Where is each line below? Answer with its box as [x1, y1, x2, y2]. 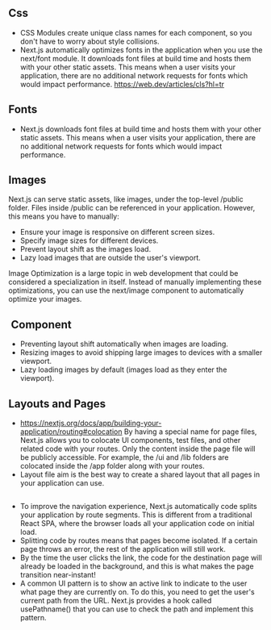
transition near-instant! [19, 570, 97, 580]
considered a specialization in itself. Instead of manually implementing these [8, 277, 262, 287]
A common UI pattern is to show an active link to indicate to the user [19, 578, 248, 588]
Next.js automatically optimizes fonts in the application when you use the [19, 44, 263, 55]
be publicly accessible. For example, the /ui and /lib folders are [19, 453, 229, 462]
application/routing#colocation [19, 427, 123, 436]
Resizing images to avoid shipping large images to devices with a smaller [19, 348, 263, 357]
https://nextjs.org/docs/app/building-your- [19, 419, 162, 428]
